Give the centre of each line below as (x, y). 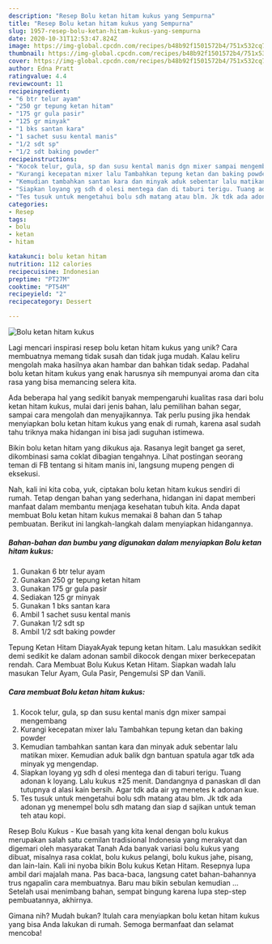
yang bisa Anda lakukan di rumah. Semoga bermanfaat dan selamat (121, 924)
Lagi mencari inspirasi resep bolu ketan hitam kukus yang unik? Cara (123, 348)
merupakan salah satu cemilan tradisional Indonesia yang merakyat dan (128, 839)
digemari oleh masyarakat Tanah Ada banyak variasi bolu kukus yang (124, 848)
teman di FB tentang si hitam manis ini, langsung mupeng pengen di (121, 465)
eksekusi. (24, 474)
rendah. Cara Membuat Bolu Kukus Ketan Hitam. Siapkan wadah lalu (122, 664)
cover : (19, 62)
